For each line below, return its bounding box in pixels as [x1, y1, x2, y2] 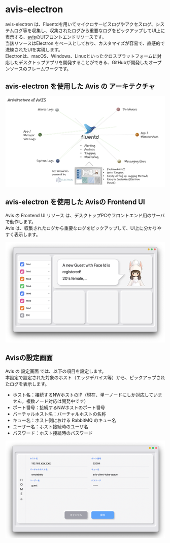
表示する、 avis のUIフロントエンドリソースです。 [5, 34, 107, 40]
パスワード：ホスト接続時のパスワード [12, 430, 93, 436]
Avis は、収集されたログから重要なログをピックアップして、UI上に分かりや [5, 225, 162, 231]
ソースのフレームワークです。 [9, 65, 72, 72]
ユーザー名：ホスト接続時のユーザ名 [12, 423, 89, 429]
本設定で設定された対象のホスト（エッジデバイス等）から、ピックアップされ [5, 374, 165, 380]
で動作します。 [5, 218, 37, 225]
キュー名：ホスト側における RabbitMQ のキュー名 [12, 417, 116, 423]
